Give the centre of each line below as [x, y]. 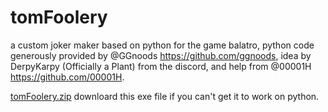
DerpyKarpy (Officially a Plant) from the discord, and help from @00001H [161, 66]
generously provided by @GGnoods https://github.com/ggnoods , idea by [161, 55]
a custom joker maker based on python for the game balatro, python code [162, 45]
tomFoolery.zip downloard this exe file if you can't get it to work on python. [165, 96]
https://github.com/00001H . [67, 77]
